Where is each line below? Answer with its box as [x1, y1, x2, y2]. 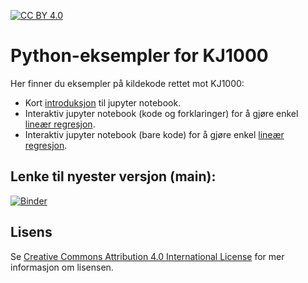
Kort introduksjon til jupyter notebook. [24, 96, 182, 109]
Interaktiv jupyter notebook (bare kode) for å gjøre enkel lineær [24, 128, 285, 140]
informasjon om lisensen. [10, 261, 114, 273]
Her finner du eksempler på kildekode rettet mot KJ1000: [10, 77, 245, 89]
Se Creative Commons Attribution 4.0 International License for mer [10, 250, 285, 262]
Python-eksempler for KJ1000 [10, 45, 269, 67]
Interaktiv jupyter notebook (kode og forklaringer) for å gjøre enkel [24, 107, 299, 119]
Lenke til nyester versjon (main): [10, 168, 217, 185]
